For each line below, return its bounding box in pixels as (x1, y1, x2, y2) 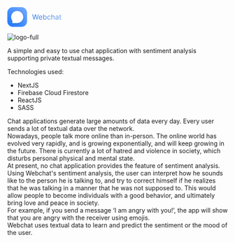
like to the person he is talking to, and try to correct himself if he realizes (7, 176, 216, 185)
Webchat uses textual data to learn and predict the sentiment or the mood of (7, 221, 228, 229)
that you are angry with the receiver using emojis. (7, 213, 150, 222)
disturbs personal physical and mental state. (7, 154, 135, 162)
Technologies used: (7, 68, 64, 76)
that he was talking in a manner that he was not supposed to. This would (7, 184, 216, 192)
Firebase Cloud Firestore (17, 89, 89, 97)
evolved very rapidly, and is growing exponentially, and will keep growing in (7, 139, 225, 148)
